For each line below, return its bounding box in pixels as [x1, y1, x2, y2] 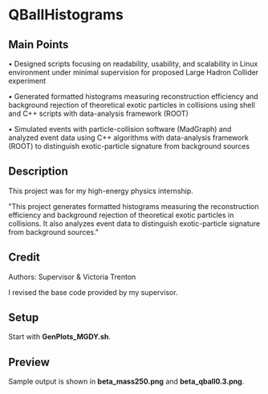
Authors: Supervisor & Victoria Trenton [8, 272, 136, 281]
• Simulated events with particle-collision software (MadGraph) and [8, 125, 232, 133]
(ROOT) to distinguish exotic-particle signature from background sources [8, 142, 250, 150]
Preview [8, 355, 51, 369]
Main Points [8, 38, 69, 51]
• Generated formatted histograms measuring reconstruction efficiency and [8, 92, 258, 101]
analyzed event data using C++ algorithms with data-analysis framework [8, 133, 249, 142]
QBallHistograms [8, 6, 124, 24]
